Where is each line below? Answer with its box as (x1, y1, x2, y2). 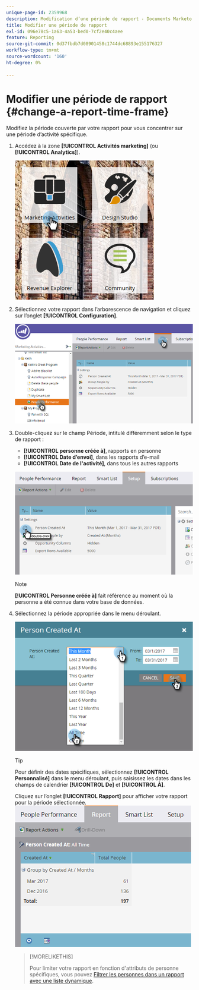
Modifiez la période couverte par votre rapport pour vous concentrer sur (6, 125, 183, 132)
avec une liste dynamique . (29, 977, 94, 984)
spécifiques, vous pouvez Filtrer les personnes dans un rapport (29, 970, 185, 978)
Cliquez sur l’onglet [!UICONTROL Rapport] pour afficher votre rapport (14, 792, 188, 799)
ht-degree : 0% (6, 59, 41, 65)
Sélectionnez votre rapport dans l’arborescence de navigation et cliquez (14, 306, 191, 313)
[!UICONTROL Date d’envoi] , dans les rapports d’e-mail (23, 453, 160, 461)
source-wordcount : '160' (6, 53, 68, 59)
